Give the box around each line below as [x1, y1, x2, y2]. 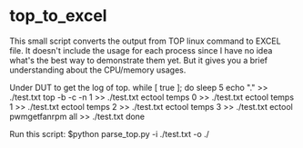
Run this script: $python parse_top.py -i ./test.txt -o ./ [9, 128, 209, 139]
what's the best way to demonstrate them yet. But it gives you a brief [9, 54, 268, 65]
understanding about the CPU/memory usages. [9, 64, 187, 75]
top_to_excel [9, 5, 107, 26]
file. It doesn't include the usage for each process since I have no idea [9, 44, 273, 55]
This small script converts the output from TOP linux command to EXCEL [9, 35, 281, 46]
